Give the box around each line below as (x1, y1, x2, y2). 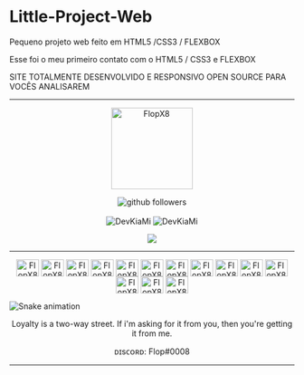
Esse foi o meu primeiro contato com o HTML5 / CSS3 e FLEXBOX (9, 53, 256, 64)
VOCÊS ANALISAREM (9, 81, 90, 91)
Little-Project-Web (9, 6, 153, 27)
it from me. (131, 328, 173, 339)
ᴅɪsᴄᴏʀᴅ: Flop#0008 (114, 346, 190, 357)
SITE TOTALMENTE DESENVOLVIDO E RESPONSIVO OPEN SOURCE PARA (9, 71, 287, 82)
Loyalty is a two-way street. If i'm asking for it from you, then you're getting (11, 318, 293, 329)
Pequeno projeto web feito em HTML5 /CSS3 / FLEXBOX (9, 36, 221, 47)
